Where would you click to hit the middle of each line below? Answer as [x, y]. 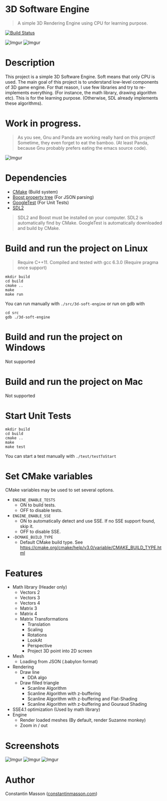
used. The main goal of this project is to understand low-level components [82, 82]
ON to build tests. [38, 505]
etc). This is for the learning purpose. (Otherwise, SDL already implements [82, 98]
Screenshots [32, 746]
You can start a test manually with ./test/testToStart [61, 456]
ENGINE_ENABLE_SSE [31, 516]
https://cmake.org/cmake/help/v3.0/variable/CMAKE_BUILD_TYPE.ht [90, 548]
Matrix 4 [28, 614]
